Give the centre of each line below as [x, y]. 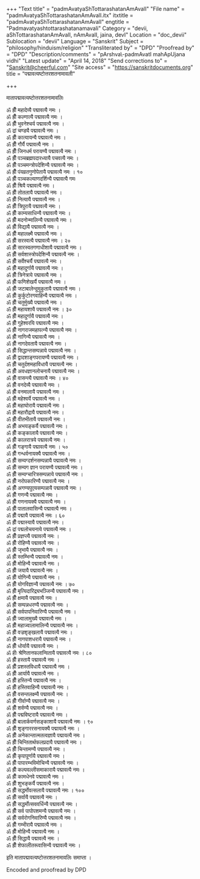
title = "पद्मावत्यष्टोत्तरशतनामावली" [41, 74]
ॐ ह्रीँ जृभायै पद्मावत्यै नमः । [32, 550]
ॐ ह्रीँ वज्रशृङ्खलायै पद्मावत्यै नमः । [40, 632]
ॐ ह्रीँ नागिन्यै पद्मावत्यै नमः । [33, 337]
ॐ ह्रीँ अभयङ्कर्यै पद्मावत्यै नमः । [37, 426]
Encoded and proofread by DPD [46, 870]
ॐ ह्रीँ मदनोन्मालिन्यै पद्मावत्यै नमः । [39, 220]
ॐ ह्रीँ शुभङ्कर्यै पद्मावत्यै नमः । [35, 783]
